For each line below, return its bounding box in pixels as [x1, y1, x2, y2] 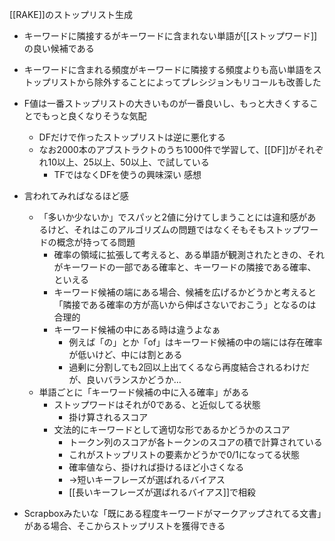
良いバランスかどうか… [85, 374, 182, 385]
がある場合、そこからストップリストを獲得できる [23, 520, 226, 532]
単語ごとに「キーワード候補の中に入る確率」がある [38, 386, 250, 398]
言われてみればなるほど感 [23, 190, 129, 202]
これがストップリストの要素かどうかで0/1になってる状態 [68, 449, 301, 460]
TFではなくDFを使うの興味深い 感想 [53, 169, 202, 180]
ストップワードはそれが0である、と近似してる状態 [53, 399, 261, 410]
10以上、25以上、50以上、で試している [47, 156, 210, 168]
